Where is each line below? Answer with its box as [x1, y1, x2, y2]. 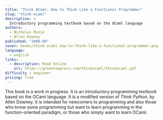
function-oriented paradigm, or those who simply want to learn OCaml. [5, 109, 147, 115]
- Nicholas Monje [9, 30, 45, 35]
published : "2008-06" [5, 39, 49, 44]
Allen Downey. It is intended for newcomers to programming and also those [5, 99, 157, 105]
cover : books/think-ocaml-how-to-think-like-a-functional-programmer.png [5, 43, 159, 48]
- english [9, 52, 29, 58]
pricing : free [5, 75, 34, 80]
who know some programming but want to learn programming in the [5, 104, 143, 110]
